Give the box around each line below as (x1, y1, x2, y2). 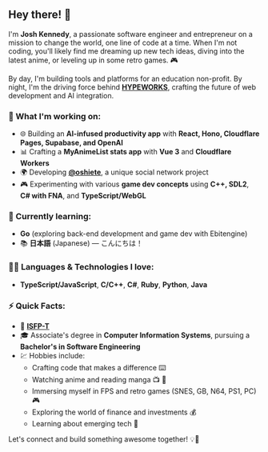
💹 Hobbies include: (19, 351, 86, 360)
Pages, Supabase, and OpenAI (19, 138, 124, 148)
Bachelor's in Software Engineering (19, 342, 141, 351)
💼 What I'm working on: (8, 110, 102, 122)
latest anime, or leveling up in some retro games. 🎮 (8, 55, 178, 65)
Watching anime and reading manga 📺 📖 (31, 375, 166, 384)
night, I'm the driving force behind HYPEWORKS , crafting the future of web (8, 82, 257, 92)
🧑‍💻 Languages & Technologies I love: (8, 262, 154, 273)
